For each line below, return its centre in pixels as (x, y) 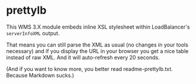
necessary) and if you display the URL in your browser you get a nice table (97, 51)
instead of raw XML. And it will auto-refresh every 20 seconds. (83, 57)
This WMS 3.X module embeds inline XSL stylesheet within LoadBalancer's (98, 27)
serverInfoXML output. (33, 33)
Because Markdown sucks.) (40, 75)
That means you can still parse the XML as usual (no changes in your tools (97, 45)
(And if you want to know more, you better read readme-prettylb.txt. (90, 69)
